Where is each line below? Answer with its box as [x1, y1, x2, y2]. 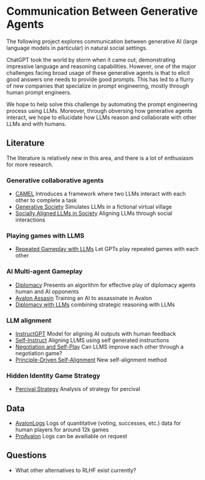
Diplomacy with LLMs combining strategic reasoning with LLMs [15, 301, 176, 308]
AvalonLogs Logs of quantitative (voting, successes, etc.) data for [15, 419, 182, 427]
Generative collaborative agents [6, 176, 104, 185]
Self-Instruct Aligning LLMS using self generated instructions [15, 336, 170, 344]
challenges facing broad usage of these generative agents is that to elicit [6, 69, 190, 76]
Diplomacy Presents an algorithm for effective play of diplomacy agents [15, 281, 196, 288]
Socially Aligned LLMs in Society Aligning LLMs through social [15, 210, 173, 217]
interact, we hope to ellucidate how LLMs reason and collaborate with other [6, 114, 197, 121]
